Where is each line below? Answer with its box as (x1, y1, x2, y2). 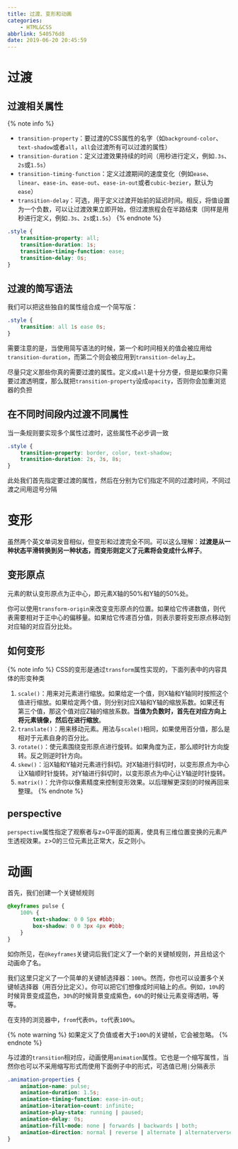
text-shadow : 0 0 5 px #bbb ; (33, 916, 115, 923)
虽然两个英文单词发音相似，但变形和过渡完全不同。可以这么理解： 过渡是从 (7, 538, 225, 546)
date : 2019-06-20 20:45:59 (7, 37, 87, 44)
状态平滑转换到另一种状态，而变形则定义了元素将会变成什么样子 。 (13, 546, 206, 555)
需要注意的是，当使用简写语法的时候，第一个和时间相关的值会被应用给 (7, 344, 212, 352)
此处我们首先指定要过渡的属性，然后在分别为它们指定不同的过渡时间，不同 (7, 477, 225, 485)
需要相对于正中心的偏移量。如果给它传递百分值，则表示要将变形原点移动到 (13, 613, 231, 621)
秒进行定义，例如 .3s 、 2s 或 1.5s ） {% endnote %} (17, 214, 161, 222)
